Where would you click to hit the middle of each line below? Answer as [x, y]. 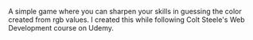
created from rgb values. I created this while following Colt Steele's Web [127, 20]
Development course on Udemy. [61, 28]
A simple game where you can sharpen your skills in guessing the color [125, 11]
